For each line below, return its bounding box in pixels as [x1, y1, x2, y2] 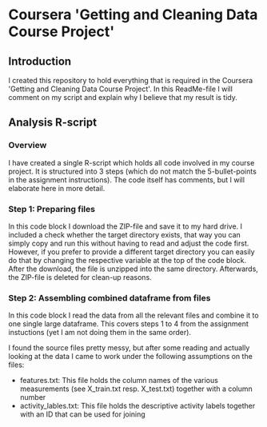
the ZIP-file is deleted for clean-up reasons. [8, 272, 152, 281]
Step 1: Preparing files [8, 203, 96, 214]
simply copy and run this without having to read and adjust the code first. [8, 238, 249, 248]
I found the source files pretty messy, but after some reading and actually [8, 343, 250, 353]
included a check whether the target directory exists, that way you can [8, 229, 241, 239]
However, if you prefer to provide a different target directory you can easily [8, 246, 255, 257]
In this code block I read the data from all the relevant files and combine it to [8, 310, 259, 321]
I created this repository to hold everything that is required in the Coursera [8, 76, 253, 85]
